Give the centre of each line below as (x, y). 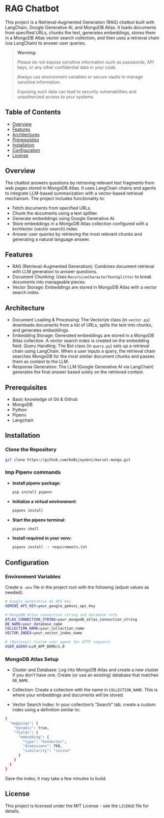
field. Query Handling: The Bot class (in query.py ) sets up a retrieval (81, 346)
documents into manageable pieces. (49, 282)
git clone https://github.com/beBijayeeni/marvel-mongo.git (68, 460)
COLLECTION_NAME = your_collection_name (45, 629)
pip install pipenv (32, 492)
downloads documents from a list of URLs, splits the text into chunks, (82, 325)
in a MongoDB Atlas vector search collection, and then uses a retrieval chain (82, 38)
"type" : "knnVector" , (45, 742)
